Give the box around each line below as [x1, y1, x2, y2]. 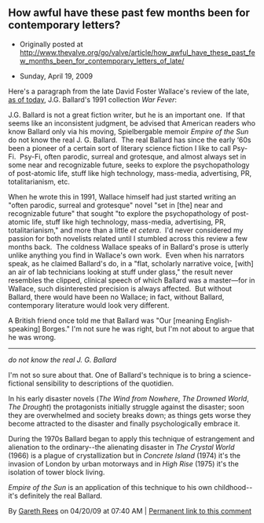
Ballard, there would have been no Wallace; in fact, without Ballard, [8, 292, 225, 302]
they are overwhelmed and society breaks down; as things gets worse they [8, 410, 251, 419]
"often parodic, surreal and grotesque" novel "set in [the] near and [8, 200, 223, 210]
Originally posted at [19, 39, 83, 49]
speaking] [8, 324, 41, 333]
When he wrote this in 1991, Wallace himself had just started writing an [8, 192, 236, 201]
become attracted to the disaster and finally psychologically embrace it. [8, 419, 240, 428]
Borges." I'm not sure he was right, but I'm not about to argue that [42, 324, 255, 333]
